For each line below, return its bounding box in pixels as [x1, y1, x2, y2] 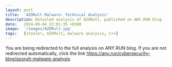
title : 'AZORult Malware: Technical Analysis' [5, 12, 109, 17]
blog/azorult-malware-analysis [5, 56, 70, 61]
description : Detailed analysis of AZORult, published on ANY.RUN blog [5, 17, 162, 22]
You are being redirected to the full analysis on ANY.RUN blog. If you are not [5, 45, 167, 51]
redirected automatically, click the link [5, 50, 86, 56]
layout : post [5, 7, 33, 13]
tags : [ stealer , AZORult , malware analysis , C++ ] [5, 31, 118, 36]
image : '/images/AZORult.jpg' [5, 26, 72, 31]
